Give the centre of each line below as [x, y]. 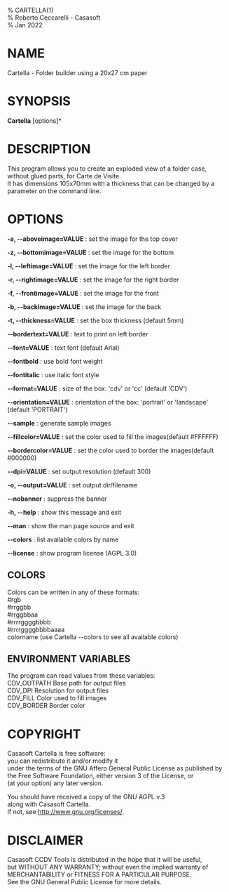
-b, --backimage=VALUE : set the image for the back [84, 307]
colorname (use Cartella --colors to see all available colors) [93, 637]
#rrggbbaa [23, 615]
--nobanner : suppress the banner [57, 499]
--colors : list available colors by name [63, 539]
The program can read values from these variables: [81, 676]
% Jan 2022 [25, 25]
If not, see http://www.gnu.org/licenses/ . [66, 812]
